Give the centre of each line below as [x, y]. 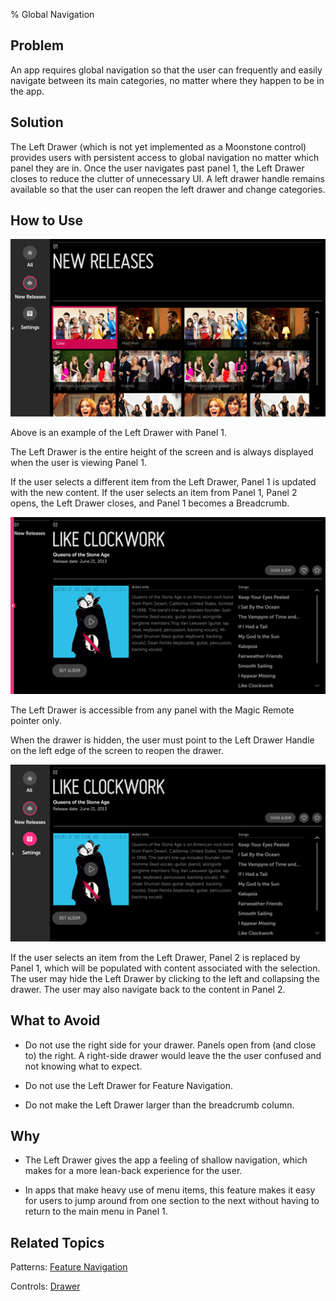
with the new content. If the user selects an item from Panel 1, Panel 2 [154, 492]
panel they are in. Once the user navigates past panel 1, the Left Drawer [157, 168]
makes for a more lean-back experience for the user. [133, 1171]
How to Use [47, 220]
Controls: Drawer [45, 1286]
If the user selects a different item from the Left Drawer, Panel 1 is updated [163, 481]
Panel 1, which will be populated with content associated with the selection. [165, 968]
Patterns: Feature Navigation [69, 1267]
